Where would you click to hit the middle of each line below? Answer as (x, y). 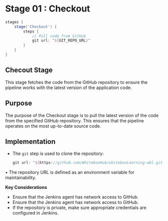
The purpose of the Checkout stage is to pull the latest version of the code (82, 115)
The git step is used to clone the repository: (58, 153)
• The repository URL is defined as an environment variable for (70, 172)
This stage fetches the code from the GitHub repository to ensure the (76, 82)
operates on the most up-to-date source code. (53, 126)
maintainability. (21, 177)
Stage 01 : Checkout (48, 9)
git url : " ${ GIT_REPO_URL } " (61, 40)
